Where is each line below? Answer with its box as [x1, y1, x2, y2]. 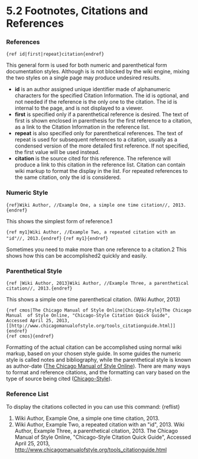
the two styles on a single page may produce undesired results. [6, 74, 161, 81]
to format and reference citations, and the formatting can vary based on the [6, 369, 190, 376]
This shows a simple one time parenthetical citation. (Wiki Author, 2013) [6, 296, 181, 303]
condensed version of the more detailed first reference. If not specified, [14, 142, 190, 149]
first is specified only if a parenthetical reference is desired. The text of [14, 111, 189, 118]
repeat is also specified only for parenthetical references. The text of [14, 130, 183, 137]
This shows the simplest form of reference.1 [6, 217, 113, 224]
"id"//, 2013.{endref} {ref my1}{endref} [6, 235, 108, 241]
